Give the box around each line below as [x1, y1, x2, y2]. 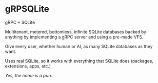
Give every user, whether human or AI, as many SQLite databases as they [5, 43, 153, 49]
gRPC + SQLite [5, 19, 35, 25]
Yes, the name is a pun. [5, 72, 53, 78]
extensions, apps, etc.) [5, 63, 51, 69]
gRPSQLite [5, 3, 50, 15]
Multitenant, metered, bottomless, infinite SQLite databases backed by [5, 29, 146, 34]
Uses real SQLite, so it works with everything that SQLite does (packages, [5, 58, 154, 64]
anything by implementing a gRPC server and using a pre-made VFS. [5, 34, 144, 40]
